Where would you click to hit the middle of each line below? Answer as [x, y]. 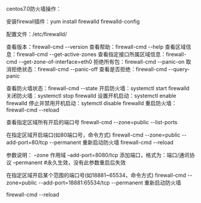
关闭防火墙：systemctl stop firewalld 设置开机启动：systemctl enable [91, 96]
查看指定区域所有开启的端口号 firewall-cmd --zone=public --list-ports [92, 122]
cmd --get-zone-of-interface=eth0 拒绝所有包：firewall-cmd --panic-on [95, 62]
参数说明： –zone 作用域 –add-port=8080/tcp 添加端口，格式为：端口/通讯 [98, 155]
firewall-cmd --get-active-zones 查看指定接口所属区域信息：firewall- [101, 54]
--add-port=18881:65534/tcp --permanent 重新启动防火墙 [109, 183]
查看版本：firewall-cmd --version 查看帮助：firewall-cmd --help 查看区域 [96, 47]
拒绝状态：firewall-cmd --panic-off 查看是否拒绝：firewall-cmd [89, 69]
